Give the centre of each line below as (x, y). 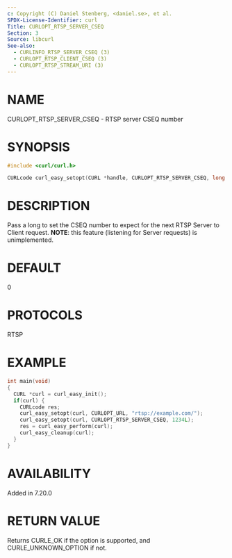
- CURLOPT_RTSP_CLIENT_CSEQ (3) (60, 59)
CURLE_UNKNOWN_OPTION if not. (57, 548)
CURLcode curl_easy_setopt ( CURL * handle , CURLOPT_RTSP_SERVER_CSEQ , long (116, 178)
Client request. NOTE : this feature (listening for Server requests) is (102, 233)
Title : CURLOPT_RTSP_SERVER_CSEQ (56, 26)
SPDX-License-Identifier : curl (52, 20)
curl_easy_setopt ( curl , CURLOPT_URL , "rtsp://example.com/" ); (111, 413)
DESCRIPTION (49, 206)
